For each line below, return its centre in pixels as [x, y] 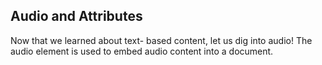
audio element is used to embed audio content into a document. [142, 51]
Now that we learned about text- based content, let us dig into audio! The [161, 40]
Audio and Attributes [76, 16]
